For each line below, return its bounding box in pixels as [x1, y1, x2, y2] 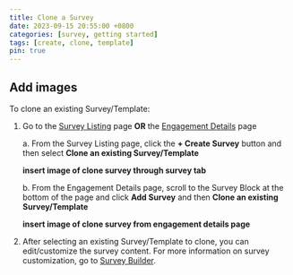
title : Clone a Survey [9, 13, 94, 22]
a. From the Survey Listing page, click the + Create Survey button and [22, 138, 282, 149]
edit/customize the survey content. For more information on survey [22, 245, 271, 256]
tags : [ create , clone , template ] [9, 38, 134, 47]
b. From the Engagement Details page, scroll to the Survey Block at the [22, 182, 284, 193]
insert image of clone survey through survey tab [22, 165, 207, 176]
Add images [9, 80, 78, 95]
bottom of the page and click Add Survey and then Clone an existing [22, 192, 280, 202]
